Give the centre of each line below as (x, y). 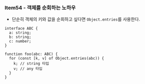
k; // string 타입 (31, 64)
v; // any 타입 (28, 69)
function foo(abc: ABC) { (31, 54)
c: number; (20, 42)
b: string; (20, 37)
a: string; (20, 33)
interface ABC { (21, 29)
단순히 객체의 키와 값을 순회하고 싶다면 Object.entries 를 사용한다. (76, 19)
